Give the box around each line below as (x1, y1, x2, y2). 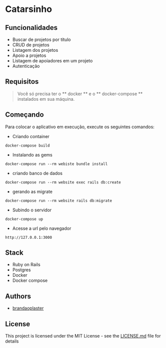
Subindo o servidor (12, 207, 52, 213)
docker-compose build (5, 143, 50, 148)
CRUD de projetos (12, 42, 50, 48)
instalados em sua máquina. (17, 96, 75, 102)
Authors (5, 292, 31, 300)
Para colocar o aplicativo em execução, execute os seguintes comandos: (5, 124, 155, 130)
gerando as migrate (12, 188, 53, 194)
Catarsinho (5, 3, 52, 15)
